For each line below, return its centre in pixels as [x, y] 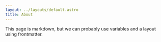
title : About [19, 14]
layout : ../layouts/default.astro [42, 10]
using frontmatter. [24, 34]
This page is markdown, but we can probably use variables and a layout [81, 28]
